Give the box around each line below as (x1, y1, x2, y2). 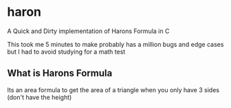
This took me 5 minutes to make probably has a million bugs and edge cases (7, 40, 224, 48)
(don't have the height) (7, 93, 72, 101)
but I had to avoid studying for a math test (7, 47, 126, 56)
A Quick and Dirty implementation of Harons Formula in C (7, 27, 170, 35)
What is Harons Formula (7, 67, 113, 79)
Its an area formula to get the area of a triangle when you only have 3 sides (7, 85, 220, 94)
